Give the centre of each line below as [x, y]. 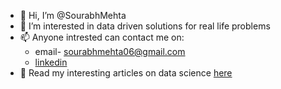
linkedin [51, 62]
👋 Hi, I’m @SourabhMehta [73, 15]
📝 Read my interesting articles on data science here [126, 73]
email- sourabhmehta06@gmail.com [110, 51]
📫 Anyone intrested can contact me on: [102, 37]
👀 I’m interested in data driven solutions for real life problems [145, 26]
